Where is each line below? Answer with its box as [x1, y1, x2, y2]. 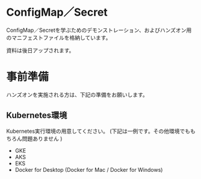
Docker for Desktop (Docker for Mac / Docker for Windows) [14, 166, 163, 173]
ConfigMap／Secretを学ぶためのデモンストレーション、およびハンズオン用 [6, 26, 192, 34]
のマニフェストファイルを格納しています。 [6, 34, 111, 41]
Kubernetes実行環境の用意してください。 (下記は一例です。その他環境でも [6, 127, 191, 135]
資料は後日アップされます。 [6, 46, 75, 54]
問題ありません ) [22, 135, 63, 142]
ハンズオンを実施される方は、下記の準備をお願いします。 [6, 91, 149, 98]
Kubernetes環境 [6, 111, 67, 121]
